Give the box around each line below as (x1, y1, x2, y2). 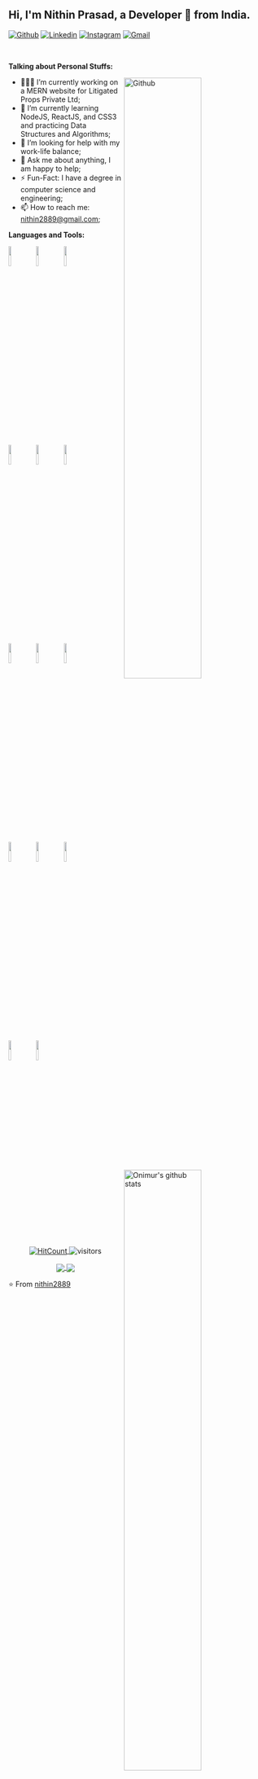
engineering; (20, 193, 63, 203)
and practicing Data (20, 120, 87, 130)
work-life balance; (20, 146, 81, 156)
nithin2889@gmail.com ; (20, 213, 101, 224)
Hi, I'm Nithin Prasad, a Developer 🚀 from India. (8, 8, 251, 22)
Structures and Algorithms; (20, 129, 112, 138)
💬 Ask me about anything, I (20, 155, 112, 165)
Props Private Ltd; (20, 94, 81, 104)
